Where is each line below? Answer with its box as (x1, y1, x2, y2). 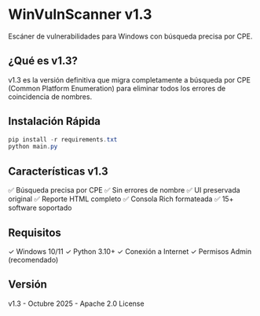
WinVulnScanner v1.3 (8, 6, 152, 24)
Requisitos (8, 226, 61, 239)
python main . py (8, 143, 58, 151)
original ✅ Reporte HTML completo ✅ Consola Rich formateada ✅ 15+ (8, 194, 234, 204)
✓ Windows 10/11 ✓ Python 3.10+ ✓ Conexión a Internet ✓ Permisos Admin (8, 246, 252, 256)
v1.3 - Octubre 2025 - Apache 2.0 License (8, 299, 145, 308)
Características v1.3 (8, 164, 108, 178)
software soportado (8, 203, 72, 213)
